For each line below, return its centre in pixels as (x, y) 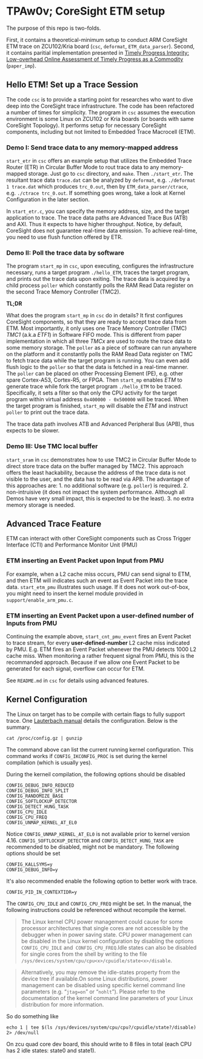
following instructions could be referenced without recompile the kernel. (96, 909)
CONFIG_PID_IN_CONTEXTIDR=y (42, 892)
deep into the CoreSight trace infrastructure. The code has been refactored (100, 106)
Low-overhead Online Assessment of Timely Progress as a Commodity (95, 59)
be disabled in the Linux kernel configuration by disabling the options (107, 941)
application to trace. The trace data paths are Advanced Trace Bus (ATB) (97, 218)
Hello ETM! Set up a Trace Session (72, 85)
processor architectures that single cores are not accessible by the (105, 928)
